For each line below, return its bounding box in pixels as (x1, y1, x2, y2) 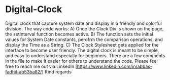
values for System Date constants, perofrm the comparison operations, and (5, 36, 163, 43)
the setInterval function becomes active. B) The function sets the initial (5, 31, 153, 37)
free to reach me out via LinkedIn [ (5, 63, 78, 69)
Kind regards (45, 68, 72, 74)
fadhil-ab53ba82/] (5, 68, 44, 74)
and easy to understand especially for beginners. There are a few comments (5, 52, 165, 59)
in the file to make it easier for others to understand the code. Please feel (5, 58, 158, 64)
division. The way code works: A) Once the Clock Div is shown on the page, (5, 25, 164, 31)
